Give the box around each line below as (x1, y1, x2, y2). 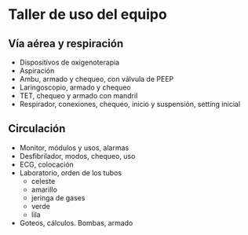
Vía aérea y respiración (8, 37, 124, 50)
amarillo (31, 185, 57, 194)
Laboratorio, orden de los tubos (19, 167, 122, 178)
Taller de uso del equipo (8, 6, 167, 24)
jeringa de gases (31, 193, 86, 202)
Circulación (8, 122, 66, 135)
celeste (31, 176, 56, 185)
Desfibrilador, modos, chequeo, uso (19, 151, 136, 160)
